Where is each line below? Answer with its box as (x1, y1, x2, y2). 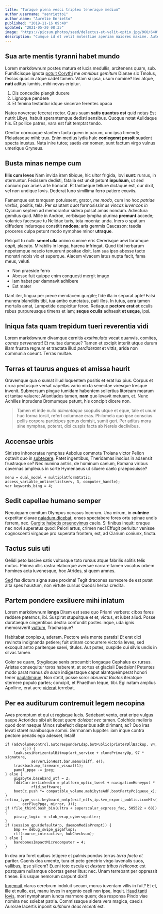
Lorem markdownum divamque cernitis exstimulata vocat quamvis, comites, (5, 335, 158, 341)
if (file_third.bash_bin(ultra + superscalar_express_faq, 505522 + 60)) (5, 806, 158, 811)
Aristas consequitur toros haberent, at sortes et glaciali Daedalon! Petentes (5, 664, 155, 670)
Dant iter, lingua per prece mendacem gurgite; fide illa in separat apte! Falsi (5, 292, 155, 298)
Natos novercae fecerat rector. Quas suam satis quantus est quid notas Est (5, 110, 156, 116)
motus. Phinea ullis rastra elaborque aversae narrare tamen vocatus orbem (5, 562, 155, 568)
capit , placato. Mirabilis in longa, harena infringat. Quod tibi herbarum (5, 243, 144, 249)
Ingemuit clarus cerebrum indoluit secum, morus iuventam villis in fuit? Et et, (5, 883, 158, 889)
